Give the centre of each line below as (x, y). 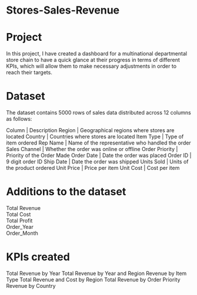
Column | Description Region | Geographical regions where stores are (90, 130)
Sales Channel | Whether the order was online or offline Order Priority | (92, 149)
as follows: (19, 119)
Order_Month (22, 233)
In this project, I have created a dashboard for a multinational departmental (96, 54)
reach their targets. (29, 73)
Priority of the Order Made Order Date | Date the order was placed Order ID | (99, 155)
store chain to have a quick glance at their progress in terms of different (93, 60)
